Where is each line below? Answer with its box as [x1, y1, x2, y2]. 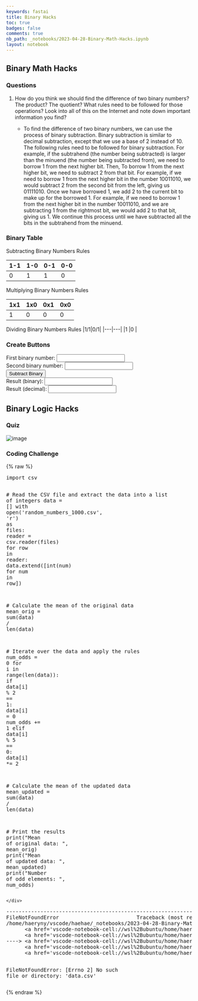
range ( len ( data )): [6, 672, 60, 679]
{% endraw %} [6, 989, 42, 996]
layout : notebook [6, 42, 49, 48]
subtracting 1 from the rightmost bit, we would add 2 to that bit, [23, 206, 177, 213]
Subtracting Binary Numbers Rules [6, 247, 90, 254]
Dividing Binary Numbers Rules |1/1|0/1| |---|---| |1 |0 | [6, 326, 137, 333]
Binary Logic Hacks [6, 403, 79, 414]
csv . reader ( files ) [6, 539, 60, 546]
